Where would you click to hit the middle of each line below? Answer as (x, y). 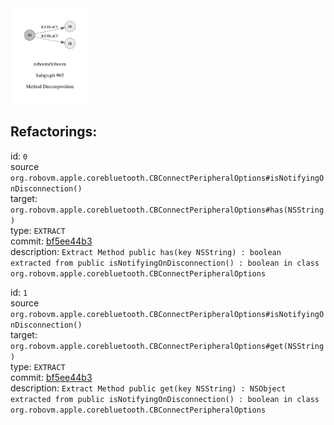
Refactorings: (54, 132)
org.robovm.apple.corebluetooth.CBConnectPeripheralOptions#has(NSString (167, 210)
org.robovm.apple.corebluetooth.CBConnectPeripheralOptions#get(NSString (167, 346)
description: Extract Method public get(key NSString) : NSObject (148, 388)
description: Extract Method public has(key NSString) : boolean (146, 251)
